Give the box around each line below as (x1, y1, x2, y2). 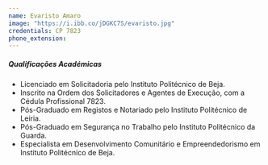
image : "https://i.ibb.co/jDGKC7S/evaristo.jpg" (8, 19, 175, 27)
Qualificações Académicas (8, 59, 103, 68)
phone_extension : (8, 34, 67, 43)
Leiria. (19, 113, 41, 123)
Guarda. (19, 130, 47, 141)
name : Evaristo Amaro (8, 11, 82, 20)
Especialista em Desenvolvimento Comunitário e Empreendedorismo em (19, 139, 261, 149)
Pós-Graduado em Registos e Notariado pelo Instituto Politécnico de (19, 105, 248, 115)
